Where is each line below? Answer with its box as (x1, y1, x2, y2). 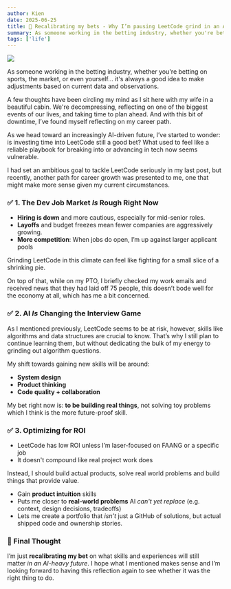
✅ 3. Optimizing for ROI (7, 425, 86, 435)
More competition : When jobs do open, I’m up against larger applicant (16, 236, 217, 244)
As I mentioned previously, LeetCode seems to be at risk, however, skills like (7, 324, 223, 333)
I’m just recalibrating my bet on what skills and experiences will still (7, 552, 199, 560)
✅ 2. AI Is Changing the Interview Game (7, 309, 142, 318)
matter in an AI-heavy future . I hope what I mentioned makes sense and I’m (7, 559, 221, 568)
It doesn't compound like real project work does (16, 456, 153, 464)
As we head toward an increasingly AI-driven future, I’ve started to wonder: (7, 131, 221, 139)
